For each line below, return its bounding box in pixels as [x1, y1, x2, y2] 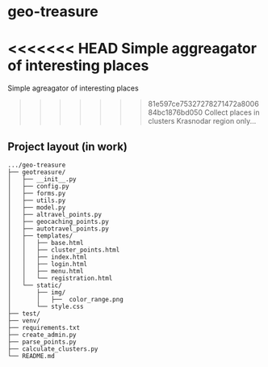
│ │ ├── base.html [7, 238, 84, 247]
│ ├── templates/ [7, 231, 73, 240]
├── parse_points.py [7, 338, 77, 346]
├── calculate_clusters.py [7, 344, 98, 353]
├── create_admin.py [7, 331, 77, 339]
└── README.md [7, 352, 56, 360]
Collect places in [204, 108, 260, 117]
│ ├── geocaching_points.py [7, 217, 110, 226]
